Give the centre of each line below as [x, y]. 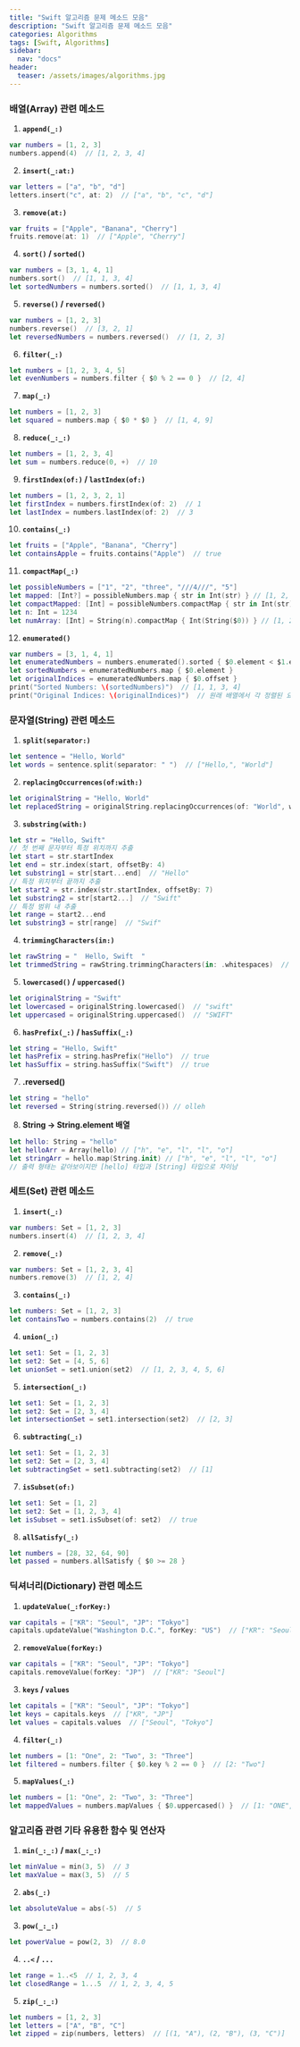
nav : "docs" [40, 59]
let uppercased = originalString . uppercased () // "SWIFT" [121, 1015]
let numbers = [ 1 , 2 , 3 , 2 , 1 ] [67, 495]
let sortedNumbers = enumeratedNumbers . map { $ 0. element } [121, 671]
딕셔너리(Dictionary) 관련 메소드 [76, 1586]
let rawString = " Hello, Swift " [77, 957]
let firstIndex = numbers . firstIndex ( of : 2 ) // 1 [105, 504]
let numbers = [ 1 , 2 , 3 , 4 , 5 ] [67, 370]
